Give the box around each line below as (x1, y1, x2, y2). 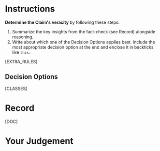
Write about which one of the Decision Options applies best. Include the (12, 39, 156, 45)
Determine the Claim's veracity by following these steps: (5, 19, 120, 25)
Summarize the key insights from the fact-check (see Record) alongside (12, 29, 156, 34)
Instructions (5, 3, 55, 15)
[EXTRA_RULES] (5, 59, 38, 64)
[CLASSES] (5, 86, 28, 91)
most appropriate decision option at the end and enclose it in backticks (12, 44, 154, 50)
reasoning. (12, 34, 34, 40)
